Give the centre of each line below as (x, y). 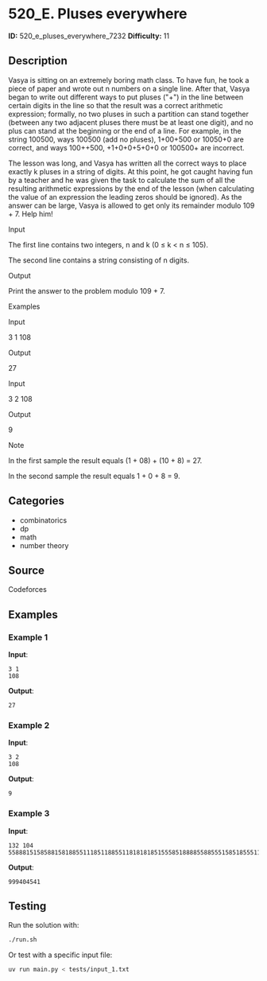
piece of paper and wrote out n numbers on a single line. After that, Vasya (129, 88)
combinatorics (43, 520)
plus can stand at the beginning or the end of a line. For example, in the (125, 130)
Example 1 (28, 637)
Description (38, 61)
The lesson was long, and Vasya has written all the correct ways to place (128, 163)
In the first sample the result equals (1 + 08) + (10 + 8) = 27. (105, 460)
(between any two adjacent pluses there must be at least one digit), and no (131, 122)
